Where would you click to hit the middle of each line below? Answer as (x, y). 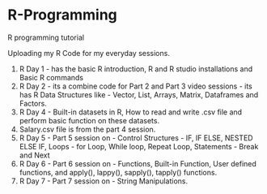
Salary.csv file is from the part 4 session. (87, 129)
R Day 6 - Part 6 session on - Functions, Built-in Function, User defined (138, 163)
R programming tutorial (46, 37)
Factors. (33, 103)
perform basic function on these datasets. (89, 120)
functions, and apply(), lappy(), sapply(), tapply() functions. (118, 172)
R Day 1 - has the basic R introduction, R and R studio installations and (136, 69)
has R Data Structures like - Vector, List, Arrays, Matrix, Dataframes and (139, 94)
